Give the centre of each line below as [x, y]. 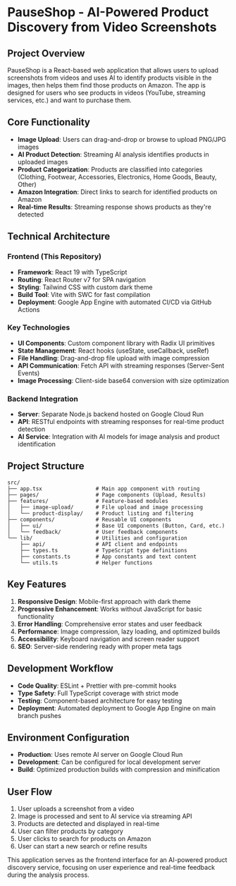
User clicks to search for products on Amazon [84, 839]
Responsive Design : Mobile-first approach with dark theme [104, 601]
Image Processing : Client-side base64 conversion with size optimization [123, 380]
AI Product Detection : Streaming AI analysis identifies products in [113, 154]
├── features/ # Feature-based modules [88, 501]
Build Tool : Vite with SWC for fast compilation [84, 294]
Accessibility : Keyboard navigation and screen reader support [108, 638]
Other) [27, 184]
